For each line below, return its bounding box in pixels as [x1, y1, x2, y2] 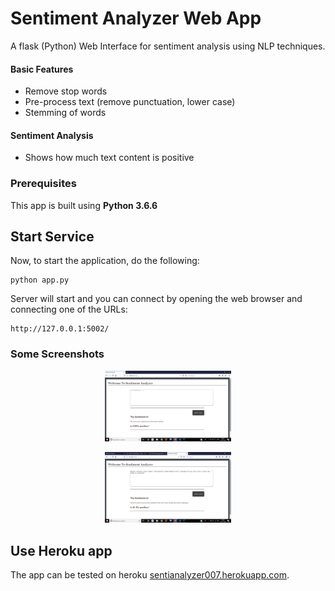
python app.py [10, 275, 70, 286]
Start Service [10, 228, 95, 246]
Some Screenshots [10, 347, 105, 361]
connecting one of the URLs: [10, 303, 128, 316]
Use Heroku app [10, 542, 113, 559]
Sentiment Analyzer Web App [10, 7, 262, 30]
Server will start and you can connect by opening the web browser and [10, 293, 303, 305]
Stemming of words [24, 107, 107, 119]
